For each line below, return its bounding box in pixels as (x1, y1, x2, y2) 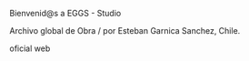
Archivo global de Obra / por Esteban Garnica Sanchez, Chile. (9, 25, 241, 36)
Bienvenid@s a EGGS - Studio (9, 8, 122, 18)
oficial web (9, 43, 51, 54)
